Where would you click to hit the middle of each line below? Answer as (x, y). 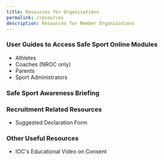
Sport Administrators (41, 77)
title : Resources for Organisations (53, 12)
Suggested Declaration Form (51, 122)
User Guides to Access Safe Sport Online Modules (82, 44)
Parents (25, 71)
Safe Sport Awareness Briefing (53, 93)
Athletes (26, 58)
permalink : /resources (35, 18)
